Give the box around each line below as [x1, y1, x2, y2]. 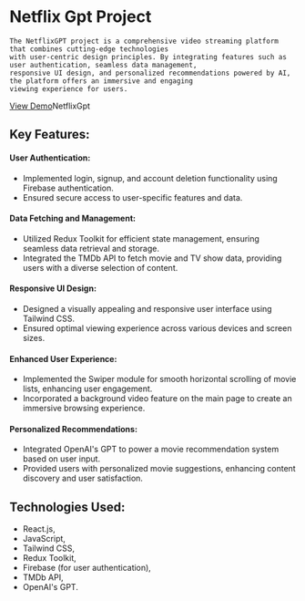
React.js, [22, 523, 56, 534]
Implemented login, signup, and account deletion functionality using [22, 172, 278, 183]
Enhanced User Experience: [9, 353, 117, 364]
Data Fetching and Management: [9, 212, 137, 224]
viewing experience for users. [9, 84, 128, 93]
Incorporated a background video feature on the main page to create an [22, 393, 293, 404]
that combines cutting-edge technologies [9, 44, 169, 54]
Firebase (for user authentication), [22, 563, 152, 574]
